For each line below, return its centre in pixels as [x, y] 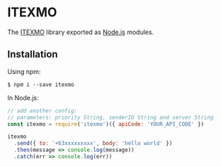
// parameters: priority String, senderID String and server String [110, 117]
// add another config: [42, 111]
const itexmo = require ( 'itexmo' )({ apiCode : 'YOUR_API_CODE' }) [106, 124]
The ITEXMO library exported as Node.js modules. [81, 32]
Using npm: [24, 71]
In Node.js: [23, 97]
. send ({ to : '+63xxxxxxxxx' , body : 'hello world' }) [93, 144]
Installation [33, 54]
